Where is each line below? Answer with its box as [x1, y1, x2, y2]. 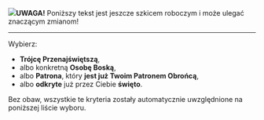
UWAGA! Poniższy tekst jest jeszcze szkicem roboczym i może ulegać [16, 9, 245, 17]
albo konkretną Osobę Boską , [19, 63, 116, 72]
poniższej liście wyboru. [8, 103, 86, 112]
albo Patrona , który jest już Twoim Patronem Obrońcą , [19, 71, 199, 80]
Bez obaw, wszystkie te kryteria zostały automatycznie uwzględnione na [8, 95, 244, 104]
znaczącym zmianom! [8, 16, 79, 26]
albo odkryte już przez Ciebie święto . [19, 79, 143, 89]
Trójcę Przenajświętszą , [19, 55, 101, 64]
